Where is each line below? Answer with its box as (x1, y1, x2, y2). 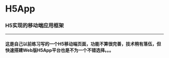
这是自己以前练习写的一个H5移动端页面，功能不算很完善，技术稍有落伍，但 (5, 41, 161, 47)
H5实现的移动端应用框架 (5, 22, 64, 29)
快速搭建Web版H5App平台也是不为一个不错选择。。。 (5, 47, 114, 53)
